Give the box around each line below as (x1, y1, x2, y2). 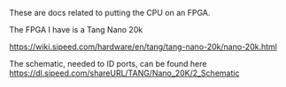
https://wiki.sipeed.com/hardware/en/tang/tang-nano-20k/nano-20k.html (9, 41, 277, 52)
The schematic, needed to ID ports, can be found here (9, 59, 207, 69)
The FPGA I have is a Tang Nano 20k (9, 25, 143, 34)
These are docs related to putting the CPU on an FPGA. (9, 8, 211, 18)
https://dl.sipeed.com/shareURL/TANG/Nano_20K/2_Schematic (9, 68, 240, 78)
